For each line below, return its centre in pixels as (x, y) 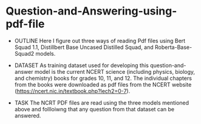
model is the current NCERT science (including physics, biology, (115, 71)
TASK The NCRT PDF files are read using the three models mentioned (102, 103)
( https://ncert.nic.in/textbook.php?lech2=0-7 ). (72, 91)
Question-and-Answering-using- (91, 11)
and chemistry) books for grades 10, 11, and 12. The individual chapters (103, 78)
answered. (28, 116)
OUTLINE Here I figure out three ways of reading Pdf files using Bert (100, 41)
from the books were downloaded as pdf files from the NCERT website (103, 84)
